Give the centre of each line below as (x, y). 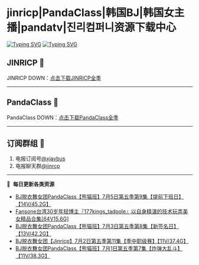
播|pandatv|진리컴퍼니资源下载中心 (92, 28)
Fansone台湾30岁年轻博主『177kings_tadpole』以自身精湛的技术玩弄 (99, 212)
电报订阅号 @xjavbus (40, 159)
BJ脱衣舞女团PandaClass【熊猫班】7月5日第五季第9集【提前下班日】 (99, 197)
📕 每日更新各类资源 (31, 184)
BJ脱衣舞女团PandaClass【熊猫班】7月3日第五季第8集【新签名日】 (97, 227)
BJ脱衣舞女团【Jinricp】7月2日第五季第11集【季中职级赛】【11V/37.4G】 (102, 241)
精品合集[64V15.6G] (45, 219)
